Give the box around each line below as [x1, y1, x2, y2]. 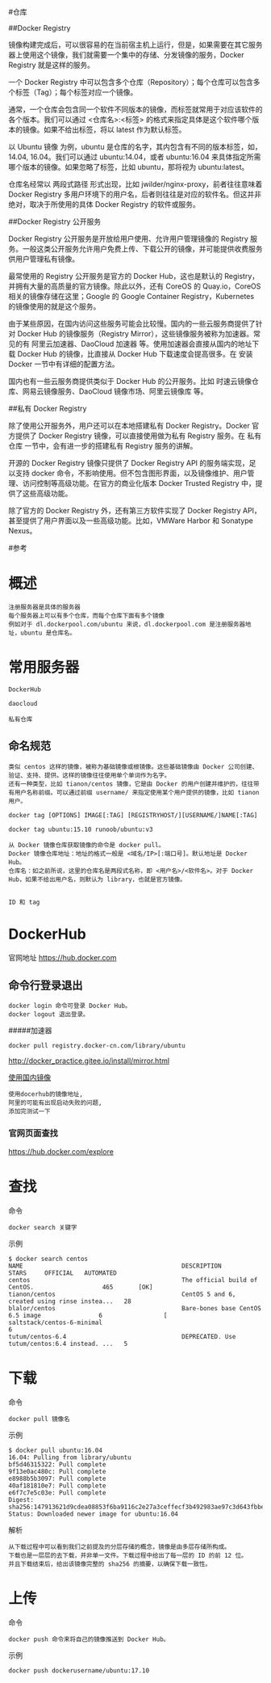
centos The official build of [8, 1276, 258, 1284]
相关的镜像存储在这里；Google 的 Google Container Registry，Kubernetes [8, 292, 255, 301]
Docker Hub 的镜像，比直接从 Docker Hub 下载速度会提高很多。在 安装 [17, 349, 253, 358]
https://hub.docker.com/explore [8, 1146, 115, 1156]
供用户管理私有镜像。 [8, 254, 79, 264]
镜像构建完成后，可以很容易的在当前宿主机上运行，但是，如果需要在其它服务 [8, 40, 263, 49]
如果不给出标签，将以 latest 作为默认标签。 [43, 124, 186, 134]
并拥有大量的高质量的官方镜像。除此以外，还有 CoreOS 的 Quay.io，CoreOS [8, 281, 261, 291]
